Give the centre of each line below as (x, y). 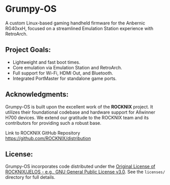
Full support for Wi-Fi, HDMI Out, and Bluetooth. (63, 73)
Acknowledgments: (37, 95)
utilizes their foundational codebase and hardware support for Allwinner (80, 112)
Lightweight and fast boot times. (46, 62)
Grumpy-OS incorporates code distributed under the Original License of (80, 167)
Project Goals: (28, 50)
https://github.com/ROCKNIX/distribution (48, 138)
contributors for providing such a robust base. (53, 123)
